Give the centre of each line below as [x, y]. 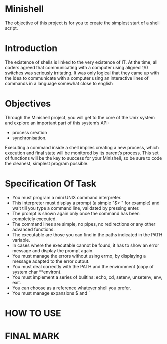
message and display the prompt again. [53, 250]
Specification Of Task [51, 184]
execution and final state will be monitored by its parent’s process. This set [82, 153]
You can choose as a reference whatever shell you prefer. [72, 288]
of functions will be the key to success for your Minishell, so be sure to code [83, 158]
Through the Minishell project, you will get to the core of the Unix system [80, 117]
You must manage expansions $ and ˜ [51, 293]
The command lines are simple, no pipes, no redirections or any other [84, 224]
